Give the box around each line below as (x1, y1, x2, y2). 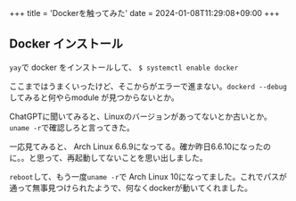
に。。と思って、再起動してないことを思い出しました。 (9, 152, 208, 163)
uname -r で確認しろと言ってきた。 (9, 121, 136, 132)
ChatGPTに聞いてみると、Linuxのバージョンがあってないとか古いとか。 (9, 111, 272, 121)
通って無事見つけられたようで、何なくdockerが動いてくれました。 (9, 182, 252, 193)
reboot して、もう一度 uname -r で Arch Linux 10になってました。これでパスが (9, 171, 287, 181)
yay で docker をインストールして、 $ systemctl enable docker (9, 62, 239, 72)
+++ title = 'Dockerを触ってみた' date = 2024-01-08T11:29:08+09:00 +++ (9, 8, 281, 18)
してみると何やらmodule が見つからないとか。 (9, 92, 180, 103)
